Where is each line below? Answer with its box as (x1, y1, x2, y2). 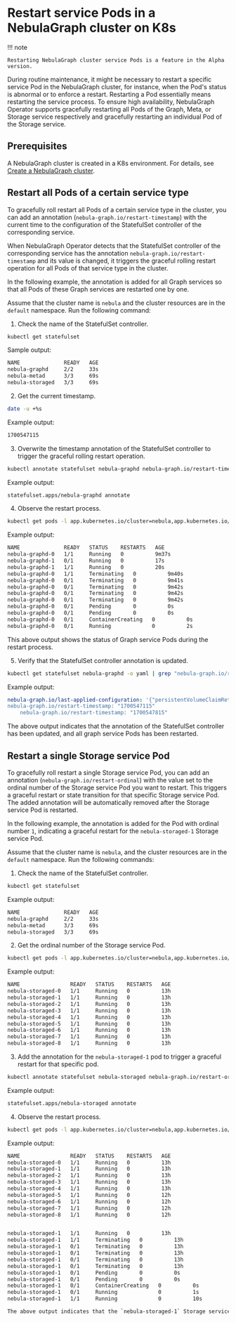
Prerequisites (7, 140, 67, 152)
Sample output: (7, 346, 51, 354)
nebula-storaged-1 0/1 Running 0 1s (7, 1289, 199, 1296)
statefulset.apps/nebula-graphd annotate (7, 492, 131, 499)
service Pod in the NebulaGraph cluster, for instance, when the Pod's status (7, 82, 227, 91)
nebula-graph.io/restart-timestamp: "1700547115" (7, 702, 156, 710)
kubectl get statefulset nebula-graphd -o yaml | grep (7, 669, 171, 677)
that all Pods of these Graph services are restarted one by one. (7, 284, 190, 293)
